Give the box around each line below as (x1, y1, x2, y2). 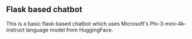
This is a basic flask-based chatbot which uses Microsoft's (6, 20, 149, 27)
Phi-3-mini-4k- (150, 20, 187, 27)
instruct (6, 26, 25, 33)
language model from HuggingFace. (25, 26, 114, 33)
